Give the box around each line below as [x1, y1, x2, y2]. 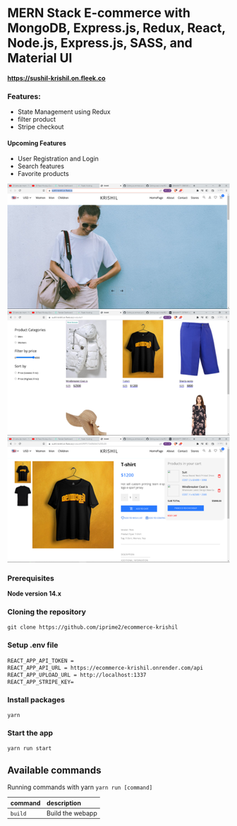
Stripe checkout [17, 122, 64, 132]
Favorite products [17, 170, 69, 178]
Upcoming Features [7, 139, 67, 147]
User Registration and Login [17, 154, 99, 163]
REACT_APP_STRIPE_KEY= [7, 678, 74, 685]
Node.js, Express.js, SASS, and [7, 35, 193, 51]
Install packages [7, 694, 66, 704]
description [47, 798, 81, 807]
